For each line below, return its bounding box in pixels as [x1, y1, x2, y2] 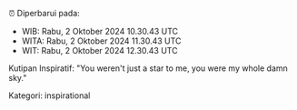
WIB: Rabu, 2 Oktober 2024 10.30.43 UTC [21, 26, 179, 36]
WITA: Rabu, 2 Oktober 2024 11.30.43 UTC [21, 35, 182, 46]
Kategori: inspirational [8, 90, 91, 101]
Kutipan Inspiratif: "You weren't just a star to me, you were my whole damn [8, 63, 288, 74]
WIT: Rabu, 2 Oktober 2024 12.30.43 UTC [21, 45, 178, 55]
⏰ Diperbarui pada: [8, 8, 81, 18]
